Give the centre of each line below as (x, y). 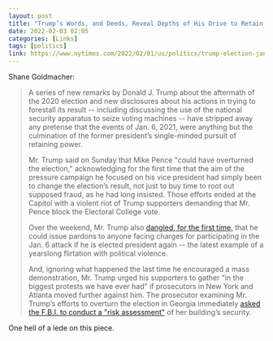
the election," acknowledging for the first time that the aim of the (136, 168)
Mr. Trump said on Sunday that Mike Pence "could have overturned (141, 160)
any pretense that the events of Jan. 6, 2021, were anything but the (141, 127)
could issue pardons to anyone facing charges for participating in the (144, 236)
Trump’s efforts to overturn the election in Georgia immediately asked (144, 304)
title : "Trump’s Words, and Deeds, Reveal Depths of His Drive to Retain (136, 24)
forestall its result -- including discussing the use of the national (135, 110)
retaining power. (55, 144)
